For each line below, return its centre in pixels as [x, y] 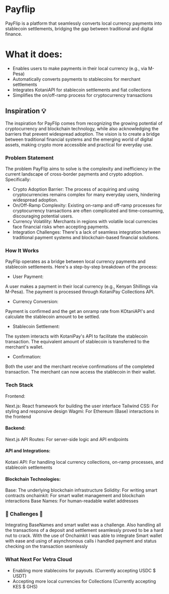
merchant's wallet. [24, 347]
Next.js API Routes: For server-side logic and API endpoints [67, 439]
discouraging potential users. [43, 216]
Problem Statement [30, 157]
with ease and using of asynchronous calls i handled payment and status [81, 541]
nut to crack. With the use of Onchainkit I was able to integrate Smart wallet [84, 535]
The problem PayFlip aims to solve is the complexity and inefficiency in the [83, 169]
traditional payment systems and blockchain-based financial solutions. [86, 237]
